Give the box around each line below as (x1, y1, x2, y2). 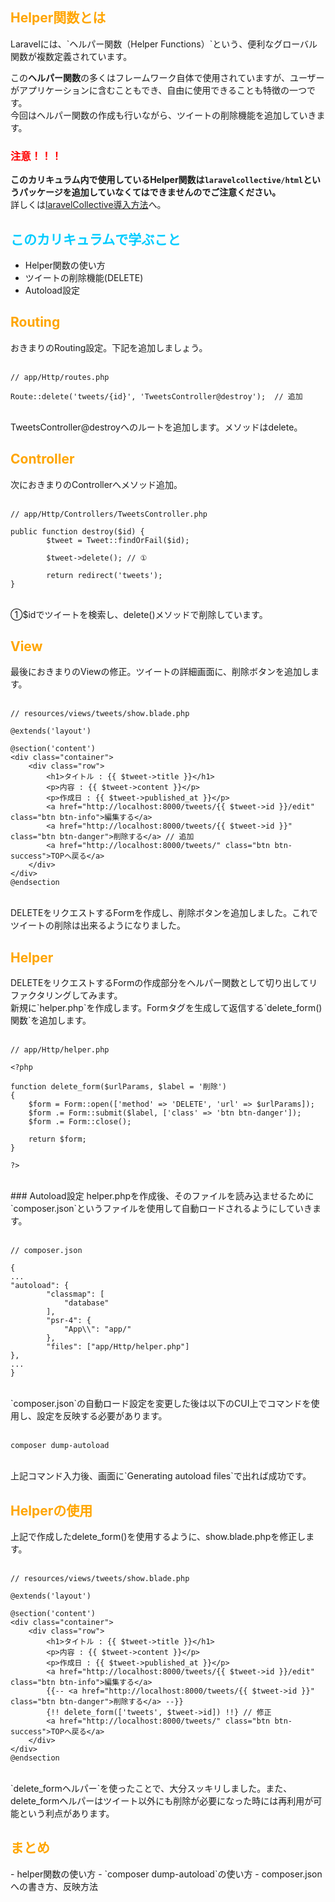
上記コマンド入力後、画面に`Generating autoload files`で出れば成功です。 (10, 1470, 312, 1482)
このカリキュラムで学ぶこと (10, 231, 182, 248)
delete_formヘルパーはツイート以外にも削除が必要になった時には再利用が (10, 1794, 314, 1807)
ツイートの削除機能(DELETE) (24, 271, 144, 283)
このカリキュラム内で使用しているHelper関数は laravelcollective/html (10, 174, 304, 186)
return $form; (28, 1134, 87, 1145)
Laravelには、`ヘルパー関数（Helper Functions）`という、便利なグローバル (10, 38, 318, 50)
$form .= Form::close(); (28, 1117, 132, 1127)
